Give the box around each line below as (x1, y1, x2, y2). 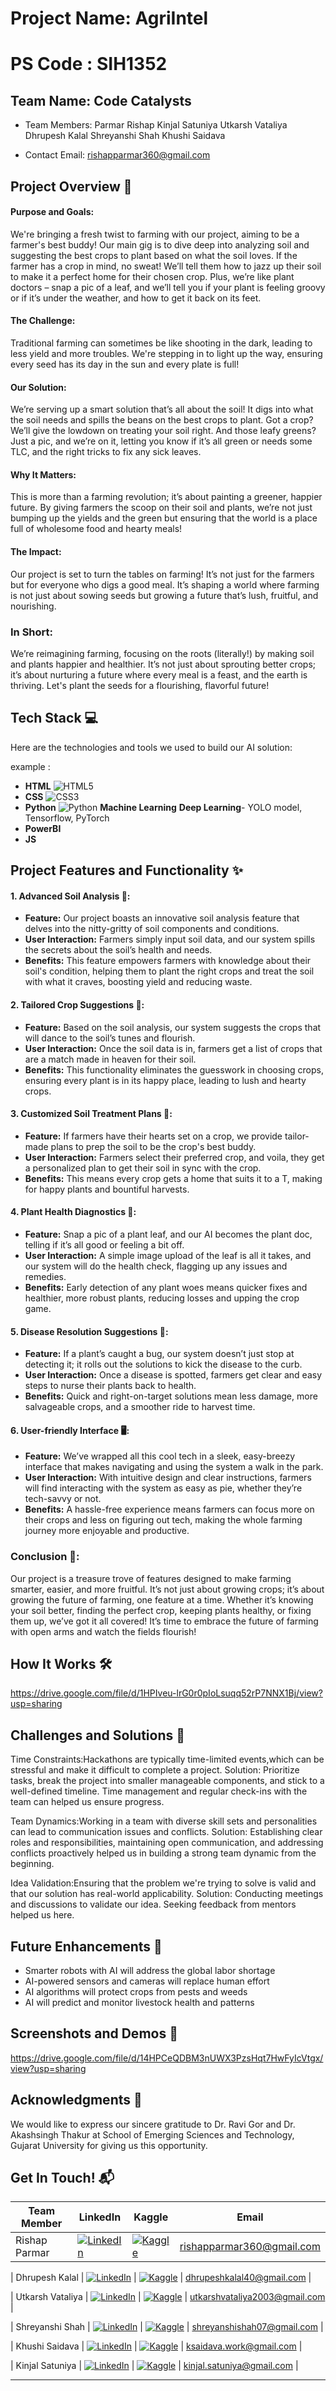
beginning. (10, 1858, 55, 1870)
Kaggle (133, 2210, 169, 2224)
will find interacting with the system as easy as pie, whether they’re (24, 1482, 303, 1494)
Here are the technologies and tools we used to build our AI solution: (10, 741, 293, 753)
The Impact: (10, 545, 62, 557)
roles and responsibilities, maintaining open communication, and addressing (10, 1837, 324, 1849)
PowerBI (24, 822, 62, 834)
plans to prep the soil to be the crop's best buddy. (50, 1140, 257, 1152)
